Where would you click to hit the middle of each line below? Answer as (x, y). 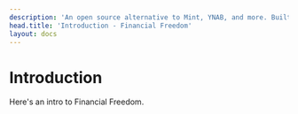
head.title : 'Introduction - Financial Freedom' (101, 26)
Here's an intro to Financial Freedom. (77, 102)
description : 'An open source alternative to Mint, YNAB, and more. (138, 17)
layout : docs (33, 34)
